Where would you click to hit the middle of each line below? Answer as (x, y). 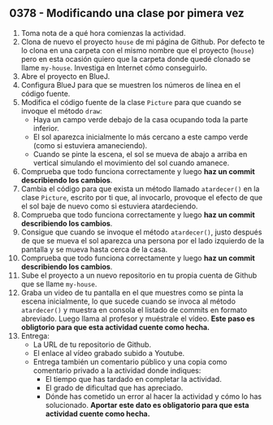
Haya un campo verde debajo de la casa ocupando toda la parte (141, 119)
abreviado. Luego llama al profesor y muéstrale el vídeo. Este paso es (138, 318)
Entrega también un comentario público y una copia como (130, 361)
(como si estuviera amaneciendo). (90, 145)
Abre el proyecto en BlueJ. (65, 76)
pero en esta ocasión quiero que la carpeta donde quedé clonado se (136, 59)
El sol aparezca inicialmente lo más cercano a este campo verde (141, 137)
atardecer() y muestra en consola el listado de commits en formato (134, 309)
